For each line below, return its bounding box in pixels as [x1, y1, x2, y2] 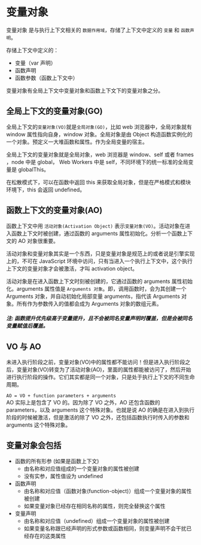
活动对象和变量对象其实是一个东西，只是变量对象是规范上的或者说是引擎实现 [6, 249, 195, 257]
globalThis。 [17, 166, 50, 173]
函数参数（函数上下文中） [14, 74, 78, 81]
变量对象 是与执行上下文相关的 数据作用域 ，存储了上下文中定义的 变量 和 [6, 26, 180, 34]
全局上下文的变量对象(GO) [6, 106, 103, 117]
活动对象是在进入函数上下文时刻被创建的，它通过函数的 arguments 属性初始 [6, 278, 193, 285]
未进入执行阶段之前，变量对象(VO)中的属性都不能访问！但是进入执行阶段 [6, 358, 185, 366]
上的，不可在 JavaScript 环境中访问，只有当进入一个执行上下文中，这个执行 [6, 257, 193, 264]
